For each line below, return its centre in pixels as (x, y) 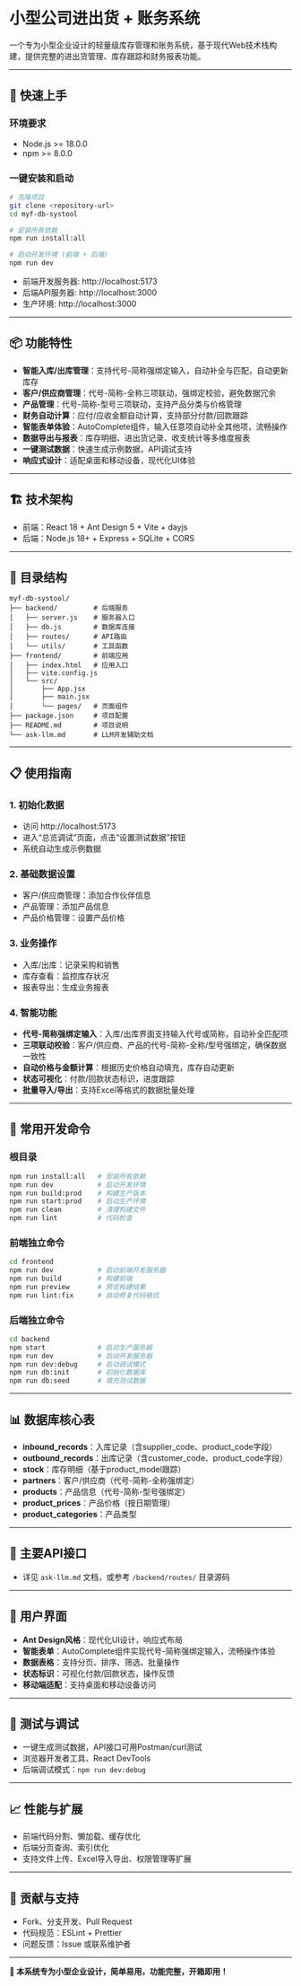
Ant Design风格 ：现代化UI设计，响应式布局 (103, 1639)
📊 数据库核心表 (52, 1419)
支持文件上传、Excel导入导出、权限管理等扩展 (107, 1859)
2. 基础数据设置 (43, 874)
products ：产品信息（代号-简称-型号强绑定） (106, 1492)
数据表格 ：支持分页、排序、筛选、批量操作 (101, 1662)
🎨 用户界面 (38, 1617)
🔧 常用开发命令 (50, 1129)
